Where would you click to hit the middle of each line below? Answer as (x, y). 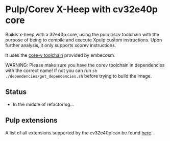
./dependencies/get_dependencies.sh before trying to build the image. (79, 76)
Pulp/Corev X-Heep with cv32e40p (82, 9)
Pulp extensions (31, 120)
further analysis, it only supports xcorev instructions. (61, 45)
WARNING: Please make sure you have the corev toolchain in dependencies (85, 65)
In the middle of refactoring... (43, 104)
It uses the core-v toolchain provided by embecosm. (60, 55)
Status (16, 92)
